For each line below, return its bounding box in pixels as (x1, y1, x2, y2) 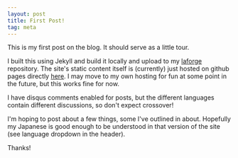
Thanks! (7, 144, 31, 152)
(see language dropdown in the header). (7, 130, 126, 139)
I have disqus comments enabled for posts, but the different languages (7, 93, 215, 102)
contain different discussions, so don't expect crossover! (7, 101, 174, 110)
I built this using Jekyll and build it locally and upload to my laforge (7, 57, 202, 65)
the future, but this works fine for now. (7, 80, 119, 88)
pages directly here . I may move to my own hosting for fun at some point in (7, 72, 227, 80)
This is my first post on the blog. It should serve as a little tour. (7, 43, 190, 52)
